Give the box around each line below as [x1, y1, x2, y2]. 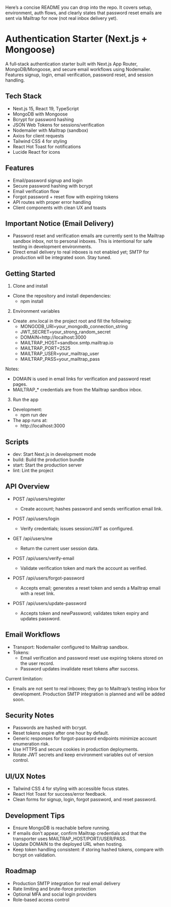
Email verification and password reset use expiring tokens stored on [20, 655, 163, 661]
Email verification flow [12, 188, 60, 194]
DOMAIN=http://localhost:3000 [20, 334, 87, 340]
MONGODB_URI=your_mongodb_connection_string [20, 323, 128, 330]
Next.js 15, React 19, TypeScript [12, 105, 79, 111]
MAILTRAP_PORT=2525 [20, 345, 70, 352]
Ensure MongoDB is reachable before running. [12, 825, 111, 831]
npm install [20, 298, 43, 305]
